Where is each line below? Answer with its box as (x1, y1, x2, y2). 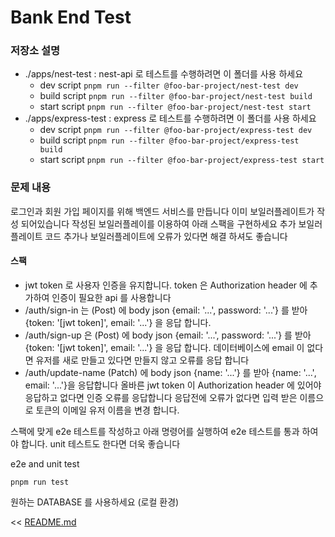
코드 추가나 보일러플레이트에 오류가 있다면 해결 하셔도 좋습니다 (44, 230, 288, 242)
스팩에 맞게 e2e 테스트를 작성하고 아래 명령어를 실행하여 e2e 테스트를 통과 (10, 425, 300, 437)
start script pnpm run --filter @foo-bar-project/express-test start (39, 154, 325, 166)
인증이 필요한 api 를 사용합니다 (51, 291, 172, 303)
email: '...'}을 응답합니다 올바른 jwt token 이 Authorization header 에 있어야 (24, 379, 322, 391)
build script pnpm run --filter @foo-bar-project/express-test (39, 134, 300, 146)
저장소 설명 (10, 44, 61, 58)
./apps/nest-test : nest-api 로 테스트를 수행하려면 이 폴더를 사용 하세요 (24, 68, 304, 80)
